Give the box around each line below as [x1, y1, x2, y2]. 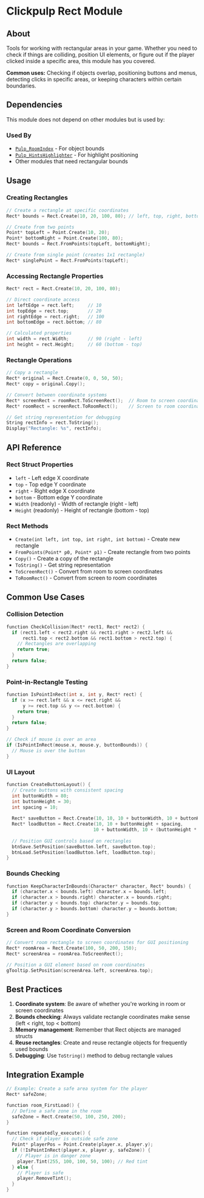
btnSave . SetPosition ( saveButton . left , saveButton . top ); [12, 843, 156, 850]
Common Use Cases [6, 592, 85, 602]
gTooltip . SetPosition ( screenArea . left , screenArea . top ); [6, 967, 154, 973]
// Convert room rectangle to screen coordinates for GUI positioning [6, 940, 189, 946]
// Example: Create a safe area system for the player [6, 1086, 148, 1092]
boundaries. [6, 82, 36, 89]
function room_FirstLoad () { [6, 1102, 80, 1108]
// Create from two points [6, 224, 75, 230]
